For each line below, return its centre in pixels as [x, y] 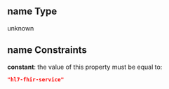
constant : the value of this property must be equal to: [85, 67]
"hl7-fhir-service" [36, 79]
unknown [21, 28]
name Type [32, 11]
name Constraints [47, 50]
